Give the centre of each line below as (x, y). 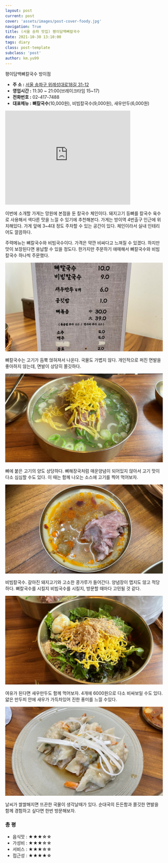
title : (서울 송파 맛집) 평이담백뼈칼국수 (43, 32)
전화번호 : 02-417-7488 (36, 97)
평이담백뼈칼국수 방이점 (28, 74)
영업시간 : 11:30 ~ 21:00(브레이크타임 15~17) (56, 91)
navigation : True (23, 27)
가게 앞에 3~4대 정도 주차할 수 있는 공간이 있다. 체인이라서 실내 (85, 226)
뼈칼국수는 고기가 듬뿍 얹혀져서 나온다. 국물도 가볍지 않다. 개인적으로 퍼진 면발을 (83, 360)
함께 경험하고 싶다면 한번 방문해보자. (40, 810)
